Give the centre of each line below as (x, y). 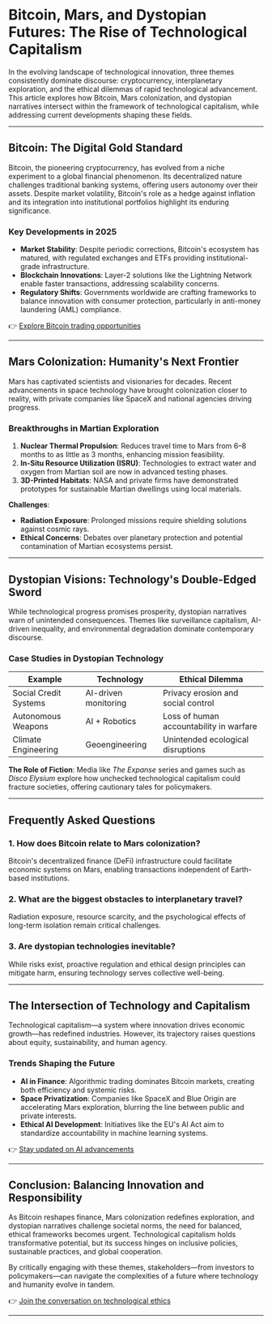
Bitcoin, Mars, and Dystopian (108, 15)
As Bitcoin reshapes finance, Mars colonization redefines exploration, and (132, 1217)
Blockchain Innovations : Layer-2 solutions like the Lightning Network (136, 275)
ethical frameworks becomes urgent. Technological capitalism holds (122, 1235)
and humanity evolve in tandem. (62, 1285)
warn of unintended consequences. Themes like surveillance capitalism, (129, 620)
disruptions (185, 750)
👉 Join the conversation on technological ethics (90, 1301)
